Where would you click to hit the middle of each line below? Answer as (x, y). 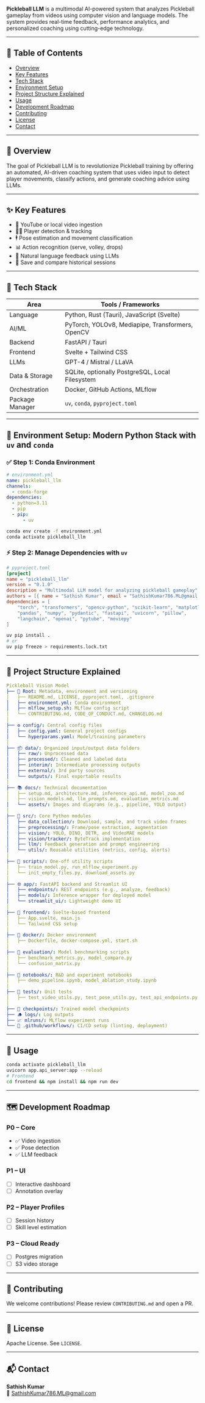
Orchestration (29, 390)
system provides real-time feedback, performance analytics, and (88, 22)
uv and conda (30, 445)
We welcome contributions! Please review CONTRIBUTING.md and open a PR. (100, 1304)
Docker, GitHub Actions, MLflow (111, 390)
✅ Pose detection (37, 1148)
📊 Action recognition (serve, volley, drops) (69, 247)
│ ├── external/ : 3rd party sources (56, 771)
